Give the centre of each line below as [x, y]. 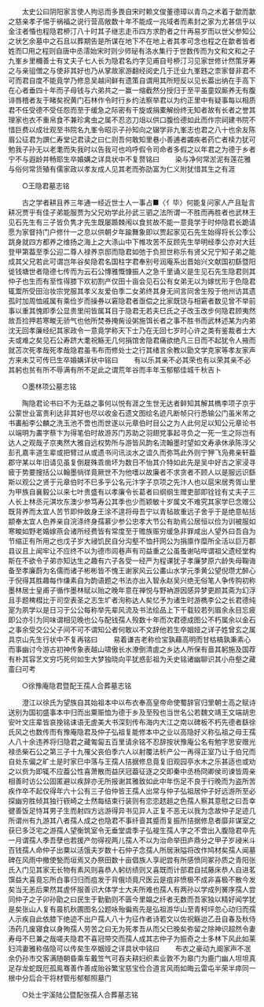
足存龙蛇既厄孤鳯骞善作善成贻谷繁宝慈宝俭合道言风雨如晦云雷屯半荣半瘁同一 [132, 968]
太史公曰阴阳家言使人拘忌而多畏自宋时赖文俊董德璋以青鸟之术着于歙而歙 [139, 11]
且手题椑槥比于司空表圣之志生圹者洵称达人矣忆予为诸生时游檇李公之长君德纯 [132, 600]
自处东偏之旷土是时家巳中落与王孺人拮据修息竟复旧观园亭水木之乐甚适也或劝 [132, 761]
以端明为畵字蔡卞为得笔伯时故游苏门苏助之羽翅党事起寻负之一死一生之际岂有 [132, 433]
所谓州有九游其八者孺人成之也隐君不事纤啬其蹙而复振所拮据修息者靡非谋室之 [132, 820]
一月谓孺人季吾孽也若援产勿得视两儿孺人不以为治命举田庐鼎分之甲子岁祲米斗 [132, 840]
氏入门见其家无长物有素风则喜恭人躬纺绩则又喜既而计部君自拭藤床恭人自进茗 [132, 870]
